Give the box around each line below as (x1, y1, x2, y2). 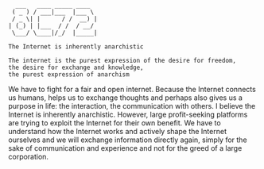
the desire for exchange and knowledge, (8, 63, 145, 71)
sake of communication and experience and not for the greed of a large (8, 144, 243, 152)
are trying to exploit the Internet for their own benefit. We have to (8, 118, 221, 128)
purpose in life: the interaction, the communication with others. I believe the (8, 102, 256, 110)
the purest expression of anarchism (8, 71, 130, 79)
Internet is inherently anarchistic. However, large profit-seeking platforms (8, 109, 248, 119)
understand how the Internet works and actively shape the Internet (8, 127, 227, 136)
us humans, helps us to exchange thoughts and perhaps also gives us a (8, 93, 243, 102)
